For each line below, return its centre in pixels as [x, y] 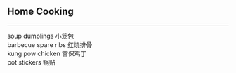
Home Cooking [40, 12]
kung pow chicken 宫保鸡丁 [47, 53]
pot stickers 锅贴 [31, 62]
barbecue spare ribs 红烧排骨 [50, 44]
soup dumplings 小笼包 [41, 36]
